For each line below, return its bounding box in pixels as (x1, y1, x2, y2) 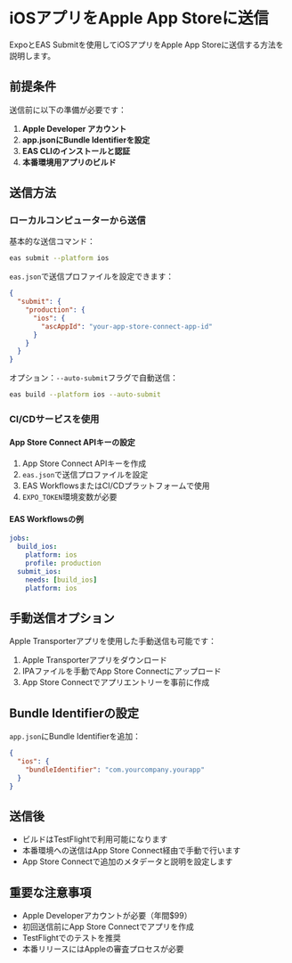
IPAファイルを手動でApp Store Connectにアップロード (21, 665, 222, 677)
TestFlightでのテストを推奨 (21, 933, 122, 943)
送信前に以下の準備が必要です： (9, 104, 126, 115)
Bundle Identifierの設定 (9, 706, 140, 721)
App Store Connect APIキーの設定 (9, 437, 136, 447)
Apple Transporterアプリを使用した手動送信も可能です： (9, 636, 216, 647)
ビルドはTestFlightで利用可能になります (21, 834, 168, 845)
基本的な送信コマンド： (9, 236, 95, 247)
